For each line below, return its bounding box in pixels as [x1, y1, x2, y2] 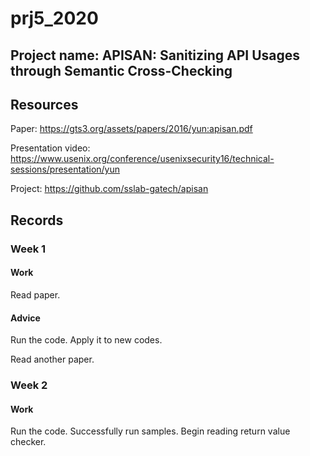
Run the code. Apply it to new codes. [10, 334, 163, 346]
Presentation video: [10, 142, 91, 154]
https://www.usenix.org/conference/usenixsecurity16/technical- [10, 153, 275, 165]
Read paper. [10, 288, 61, 301]
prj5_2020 [10, 7, 99, 30]
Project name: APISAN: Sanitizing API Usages [10, 47, 301, 64]
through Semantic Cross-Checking [10, 62, 233, 79]
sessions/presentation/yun [10, 163, 121, 176]
